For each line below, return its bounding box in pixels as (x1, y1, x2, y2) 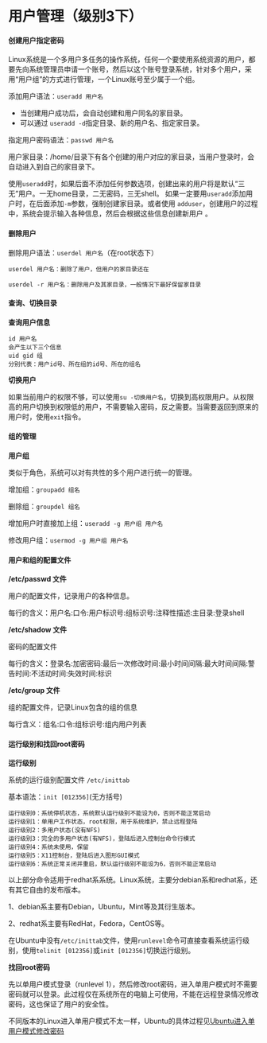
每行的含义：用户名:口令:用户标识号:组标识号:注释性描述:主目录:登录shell (8, 608, 245, 617)
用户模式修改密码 (8, 1026, 64, 1036)
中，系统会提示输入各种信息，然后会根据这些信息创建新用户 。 (8, 208, 212, 219)
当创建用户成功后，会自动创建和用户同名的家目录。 (19, 108, 188, 118)
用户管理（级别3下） (8, 7, 143, 25)
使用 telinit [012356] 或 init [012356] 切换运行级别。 (21, 946, 195, 955)
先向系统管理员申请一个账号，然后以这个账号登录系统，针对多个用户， (14, 64, 245, 74)
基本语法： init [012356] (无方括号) (8, 792, 123, 802)
